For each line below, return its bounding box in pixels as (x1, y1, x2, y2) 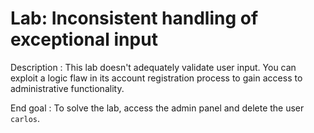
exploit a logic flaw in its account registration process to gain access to (10, 72, 303, 84)
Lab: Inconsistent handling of (10, 7, 259, 30)
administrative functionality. (10, 82, 125, 94)
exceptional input (10, 28, 158, 51)
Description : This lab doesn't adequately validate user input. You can (10, 61, 297, 73)
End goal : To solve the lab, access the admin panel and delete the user (10, 102, 305, 114)
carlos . (10, 112, 40, 124)
